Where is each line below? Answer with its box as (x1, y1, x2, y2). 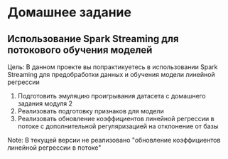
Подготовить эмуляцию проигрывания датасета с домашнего (17, 92, 206, 100)
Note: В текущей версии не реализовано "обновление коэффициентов (7, 136, 221, 144)
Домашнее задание (7, 4, 131, 21)
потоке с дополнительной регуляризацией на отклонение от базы (17, 122, 219, 130)
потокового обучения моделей (7, 43, 153, 56)
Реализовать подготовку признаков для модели (17, 107, 165, 115)
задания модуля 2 (17, 99, 73, 108)
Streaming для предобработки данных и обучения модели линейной (7, 71, 215, 78)
